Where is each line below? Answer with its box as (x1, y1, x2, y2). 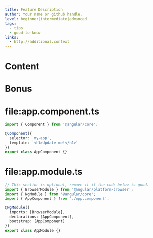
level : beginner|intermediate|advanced (5, 16, 87, 21)
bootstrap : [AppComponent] (9, 219, 65, 224)
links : (5, 35, 19, 40)
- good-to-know (9, 30, 41, 35)
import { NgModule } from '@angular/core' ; (5, 192, 96, 197)
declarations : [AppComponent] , (9, 214, 74, 219)
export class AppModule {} (5, 228, 61, 233)
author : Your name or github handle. (5, 12, 83, 17)
